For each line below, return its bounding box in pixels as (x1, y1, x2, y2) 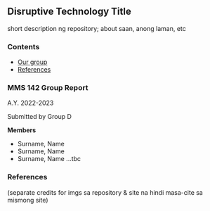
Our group (17, 58, 48, 66)
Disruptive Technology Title (7, 6, 131, 18)
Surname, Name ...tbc (17, 155, 81, 163)
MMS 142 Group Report (7, 83, 88, 93)
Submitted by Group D (7, 113, 72, 121)
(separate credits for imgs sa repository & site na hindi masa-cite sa (7, 188, 204, 196)
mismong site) (7, 196, 48, 204)
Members (7, 126, 37, 134)
